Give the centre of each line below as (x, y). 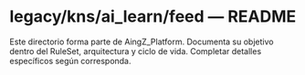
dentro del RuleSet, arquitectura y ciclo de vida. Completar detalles (136, 51)
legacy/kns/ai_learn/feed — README (153, 17)
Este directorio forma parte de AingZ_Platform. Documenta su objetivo (142, 42)
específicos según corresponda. (70, 61)
